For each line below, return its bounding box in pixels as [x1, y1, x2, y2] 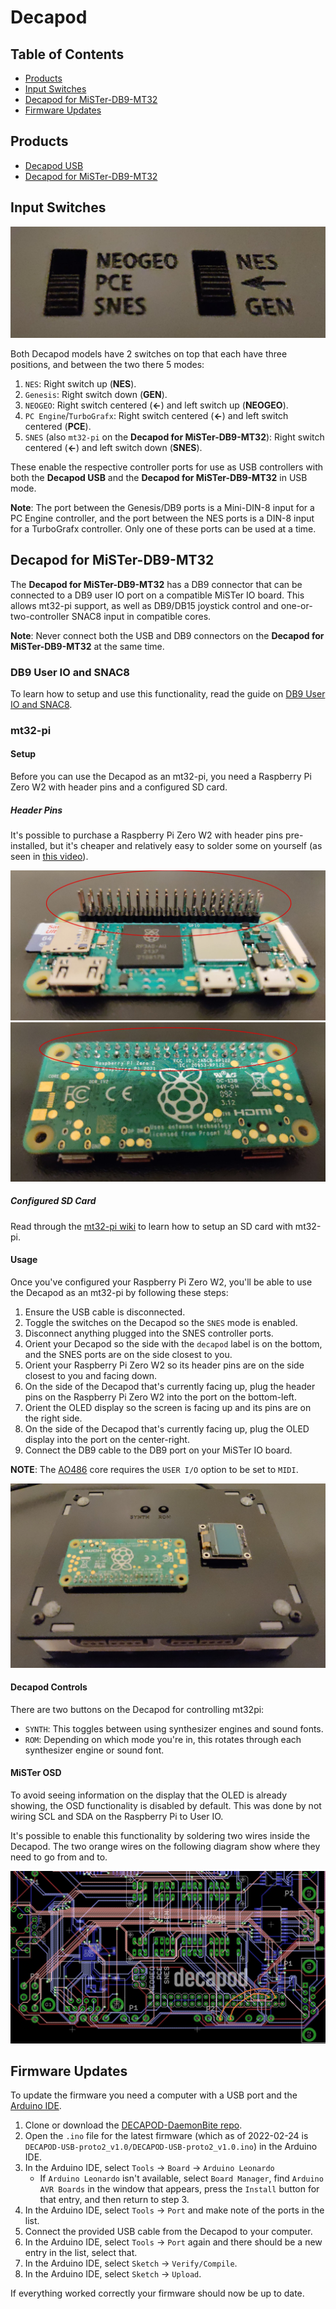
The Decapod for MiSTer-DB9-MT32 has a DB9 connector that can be [10, 578, 303, 590]
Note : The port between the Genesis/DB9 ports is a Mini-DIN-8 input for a [10, 501, 315, 513]
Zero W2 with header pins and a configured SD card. [10, 781, 228, 793]
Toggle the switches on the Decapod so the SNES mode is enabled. [24, 1316, 298, 1328]
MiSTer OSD [10, 1767, 62, 1779]
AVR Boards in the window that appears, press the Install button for [39, 2183, 320, 2195]
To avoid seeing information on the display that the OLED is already [10, 1789, 288, 1801]
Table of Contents [10, 46, 125, 63]
